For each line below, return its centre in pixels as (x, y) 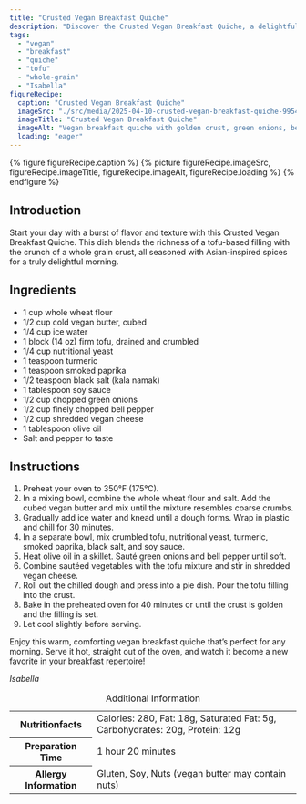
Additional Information (153, 698)
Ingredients (43, 290)
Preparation (51, 746)
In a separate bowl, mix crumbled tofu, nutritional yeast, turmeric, (145, 537)
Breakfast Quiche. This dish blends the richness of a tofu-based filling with (150, 242)
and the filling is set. (60, 614)
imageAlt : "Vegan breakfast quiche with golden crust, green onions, (152, 129)
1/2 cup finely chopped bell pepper (88, 409)
